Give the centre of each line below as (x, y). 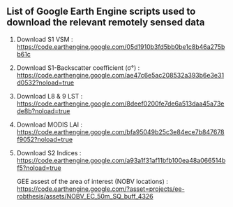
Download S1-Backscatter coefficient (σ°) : (78, 67)
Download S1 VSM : (45, 39)
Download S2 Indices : (49, 152)
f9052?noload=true (45, 139)
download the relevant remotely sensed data (106, 23)
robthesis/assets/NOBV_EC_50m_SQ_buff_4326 (85, 196)
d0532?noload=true (45, 83)
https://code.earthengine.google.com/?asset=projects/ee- (101, 189)
